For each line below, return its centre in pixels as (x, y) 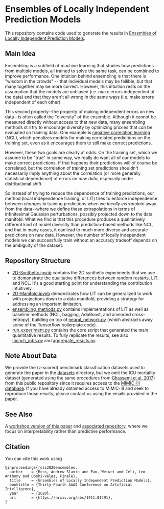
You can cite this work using (34, 458)
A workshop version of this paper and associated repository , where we (76, 426)
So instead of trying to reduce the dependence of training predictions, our (80, 193)
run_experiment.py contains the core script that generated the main (80, 330)
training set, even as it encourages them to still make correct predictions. (79, 143)
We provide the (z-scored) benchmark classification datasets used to (75, 368)
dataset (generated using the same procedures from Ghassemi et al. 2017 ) (80, 378)
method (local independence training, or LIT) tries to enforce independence (81, 198)
